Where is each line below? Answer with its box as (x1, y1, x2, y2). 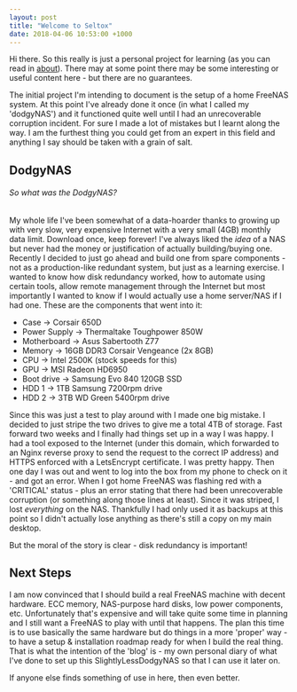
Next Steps (9, 565, 72, 581)
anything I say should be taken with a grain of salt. (9, 137, 193, 147)
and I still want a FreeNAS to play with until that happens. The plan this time (9, 617, 285, 628)
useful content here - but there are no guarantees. (9, 73, 193, 83)
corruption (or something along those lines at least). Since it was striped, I (9, 494, 279, 505)
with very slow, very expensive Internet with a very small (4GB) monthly (9, 224, 271, 235)
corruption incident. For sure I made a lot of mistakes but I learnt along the (9, 118, 281, 129)
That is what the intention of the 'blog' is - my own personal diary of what (9, 645, 277, 657)
